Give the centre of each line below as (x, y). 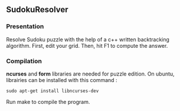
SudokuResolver (37, 10)
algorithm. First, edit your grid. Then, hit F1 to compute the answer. (87, 45)
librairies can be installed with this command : (62, 80)
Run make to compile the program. (48, 102)
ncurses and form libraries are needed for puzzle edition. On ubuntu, (91, 74)
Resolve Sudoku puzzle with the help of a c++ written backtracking (88, 39)
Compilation (24, 61)
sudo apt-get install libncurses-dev (53, 91)
